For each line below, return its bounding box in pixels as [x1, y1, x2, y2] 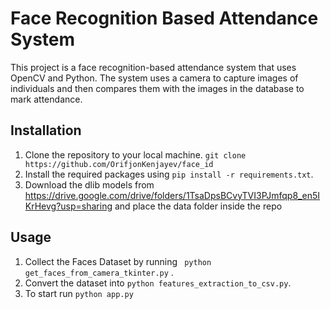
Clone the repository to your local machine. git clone [24, 148, 247, 161]
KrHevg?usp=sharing [24, 200, 113, 212]
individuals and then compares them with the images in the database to [10, 82, 305, 94]
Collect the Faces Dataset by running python [24, 255, 212, 267]
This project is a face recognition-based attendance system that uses [10, 61, 297, 73]
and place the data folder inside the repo [114, 200, 283, 212]
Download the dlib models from [24, 178, 155, 191]
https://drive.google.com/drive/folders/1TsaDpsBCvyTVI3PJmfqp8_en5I [24, 189, 320, 201]
